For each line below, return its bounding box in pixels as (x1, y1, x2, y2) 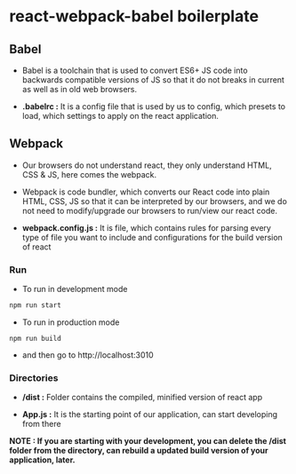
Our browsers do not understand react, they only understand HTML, (21, 160, 273, 170)
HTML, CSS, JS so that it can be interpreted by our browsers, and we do (21, 195, 287, 206)
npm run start (9, 301, 62, 310)
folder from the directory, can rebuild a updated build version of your (9, 446, 268, 456)
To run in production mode (21, 317, 120, 328)
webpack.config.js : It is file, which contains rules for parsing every (21, 222, 271, 233)
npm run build (9, 334, 62, 343)
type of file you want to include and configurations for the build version (21, 232, 283, 242)
